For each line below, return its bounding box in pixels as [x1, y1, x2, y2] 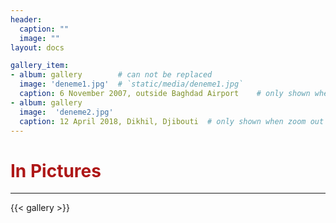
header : [10, 14, 43, 25]
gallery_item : [10, 61, 70, 71]
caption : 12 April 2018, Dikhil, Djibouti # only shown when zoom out [19, 116, 325, 126]
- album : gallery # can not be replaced [10, 70, 213, 80]
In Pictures [10, 159, 102, 182]
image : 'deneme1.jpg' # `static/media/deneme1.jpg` [19, 79, 244, 90]
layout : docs [10, 42, 65, 53]
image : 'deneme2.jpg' [19, 107, 114, 117]
